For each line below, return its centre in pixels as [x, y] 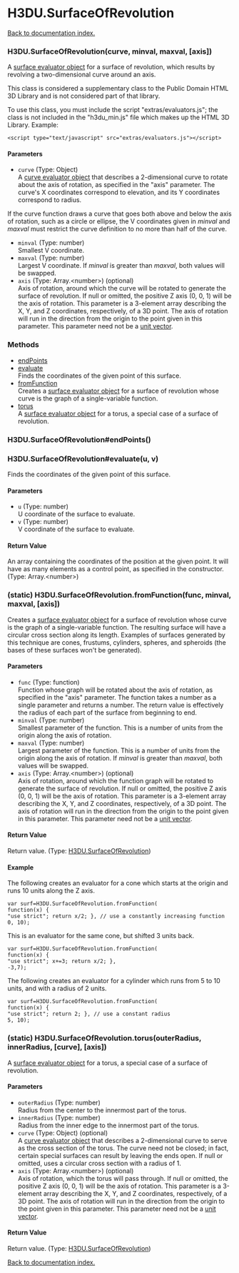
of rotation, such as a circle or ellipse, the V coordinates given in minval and [119, 221]
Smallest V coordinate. [51, 251]
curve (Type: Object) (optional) [63, 1132]
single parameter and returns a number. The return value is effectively [121, 705]
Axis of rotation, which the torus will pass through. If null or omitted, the [123, 1178]
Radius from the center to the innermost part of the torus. [102, 1110]
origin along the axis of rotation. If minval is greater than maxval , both [120, 758]
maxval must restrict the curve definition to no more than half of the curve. [117, 229]
